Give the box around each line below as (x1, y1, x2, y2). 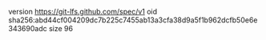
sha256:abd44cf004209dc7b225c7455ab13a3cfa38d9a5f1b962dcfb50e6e (8, 15, 258, 25)
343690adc (8, 24, 47, 33)
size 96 (48, 24, 74, 33)
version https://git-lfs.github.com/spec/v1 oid (8, 7, 158, 16)
